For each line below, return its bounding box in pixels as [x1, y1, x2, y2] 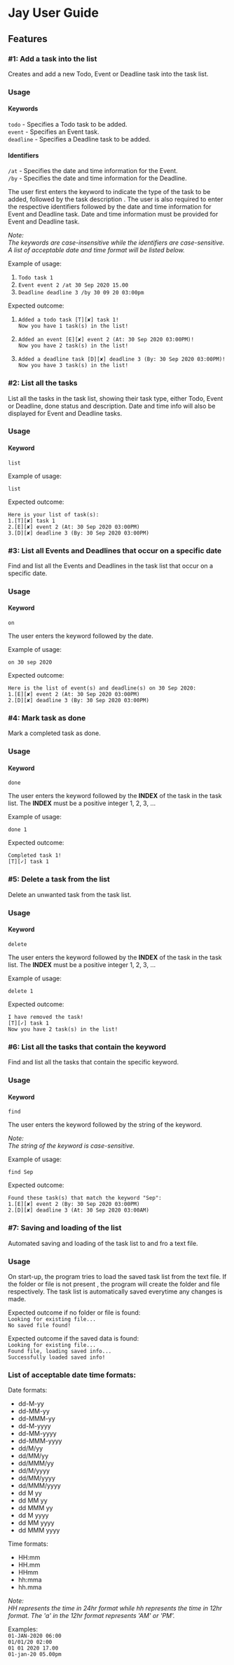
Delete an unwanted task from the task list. [8, 890, 132, 898]
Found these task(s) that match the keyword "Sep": [8, 1195, 162, 1202]
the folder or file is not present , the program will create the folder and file [8, 1280, 220, 1288]
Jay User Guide [8, 5, 99, 21]
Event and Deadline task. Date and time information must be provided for [8, 210, 219, 219]
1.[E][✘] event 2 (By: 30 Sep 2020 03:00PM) [8, 1200, 140, 1208]
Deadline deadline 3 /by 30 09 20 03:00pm [18, 289, 144, 296]
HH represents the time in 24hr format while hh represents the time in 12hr [8, 1604, 223, 1612]
